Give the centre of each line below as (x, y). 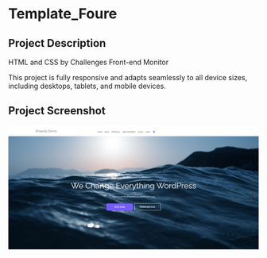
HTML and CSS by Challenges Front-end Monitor (89, 62)
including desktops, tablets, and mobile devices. (87, 86)
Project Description (57, 43)
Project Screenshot (57, 111)
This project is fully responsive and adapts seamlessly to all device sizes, (128, 77)
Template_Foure (63, 14)
